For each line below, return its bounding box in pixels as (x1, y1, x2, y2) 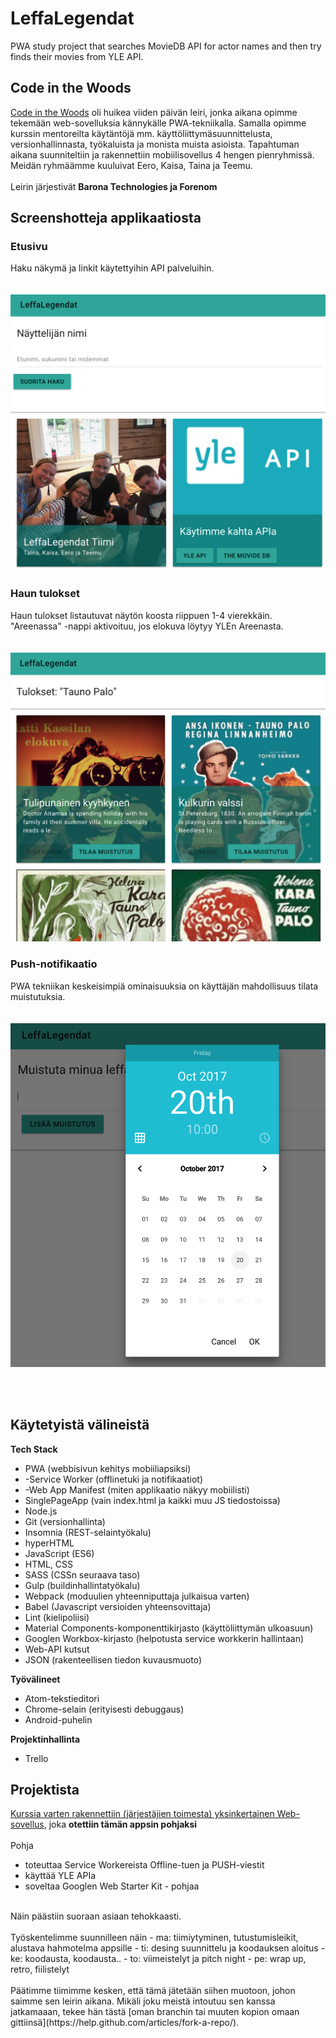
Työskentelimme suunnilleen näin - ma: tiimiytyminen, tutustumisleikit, (10, 1932, 299, 1944)
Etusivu (10, 240, 48, 254)
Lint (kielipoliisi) (24, 1611, 90, 1623)
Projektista (10, 1782, 80, 1799)
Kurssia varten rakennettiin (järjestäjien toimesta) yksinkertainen (10, 1808, 275, 1820)
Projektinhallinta (10, 1733, 81, 1745)
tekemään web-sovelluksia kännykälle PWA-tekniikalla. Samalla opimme (10, 117, 307, 129)
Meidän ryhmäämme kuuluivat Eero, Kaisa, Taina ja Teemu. (10, 159, 253, 171)
